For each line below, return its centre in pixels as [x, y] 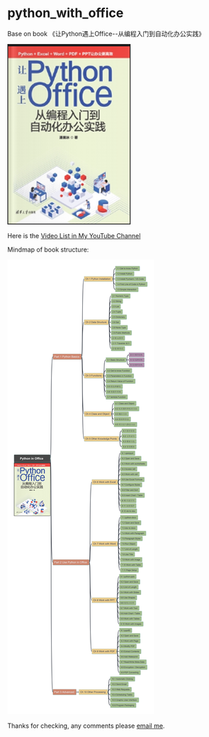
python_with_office [66, 13]
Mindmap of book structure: [48, 249]
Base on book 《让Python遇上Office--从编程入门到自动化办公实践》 [106, 33]
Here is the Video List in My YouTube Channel [74, 235]
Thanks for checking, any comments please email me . [86, 726]
